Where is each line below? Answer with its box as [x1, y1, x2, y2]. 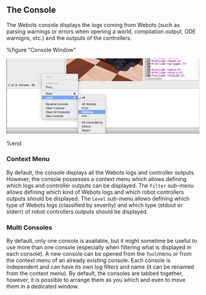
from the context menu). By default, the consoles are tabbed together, [6, 270, 183, 277]
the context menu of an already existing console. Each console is [6, 257, 170, 264]
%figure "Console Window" [6, 46, 77, 53]
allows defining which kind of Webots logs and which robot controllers [6, 188, 184, 196]
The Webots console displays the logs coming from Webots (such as [6, 21, 180, 28]
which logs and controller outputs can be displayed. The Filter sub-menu [6, 182, 194, 189]
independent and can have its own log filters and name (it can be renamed [6, 263, 194, 270]
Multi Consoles [6, 223, 53, 232]
